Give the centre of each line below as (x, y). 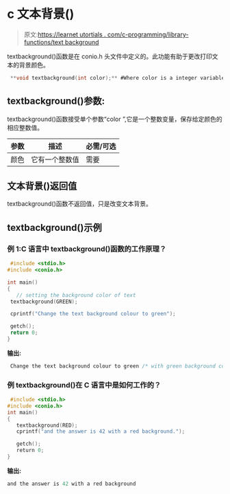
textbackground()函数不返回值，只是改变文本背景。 (80, 204)
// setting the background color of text (76, 295)
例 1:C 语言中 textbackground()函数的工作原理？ (87, 249)
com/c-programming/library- (148, 34)
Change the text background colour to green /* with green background (113, 366)
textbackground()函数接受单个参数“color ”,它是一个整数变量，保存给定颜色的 (115, 119)
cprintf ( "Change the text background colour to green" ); (93, 314)
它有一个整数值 (55, 159)
